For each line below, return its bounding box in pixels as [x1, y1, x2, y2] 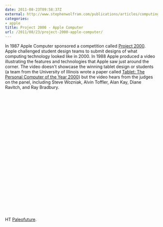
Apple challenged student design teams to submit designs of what [5, 48, 137, 54]
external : [5, 12, 25, 17]
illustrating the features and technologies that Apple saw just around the [5, 59, 149, 64]
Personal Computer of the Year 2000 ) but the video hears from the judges [5, 74, 153, 80]
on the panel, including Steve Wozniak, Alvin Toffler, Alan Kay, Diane [5, 79, 142, 85]
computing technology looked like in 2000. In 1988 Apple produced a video [5, 53, 155, 59]
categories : [5, 16, 29, 21]
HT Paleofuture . [5, 217, 37, 222]
